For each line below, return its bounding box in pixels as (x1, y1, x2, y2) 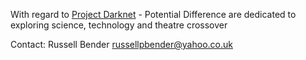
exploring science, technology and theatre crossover (10, 19, 228, 31)
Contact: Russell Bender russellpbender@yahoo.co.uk (10, 39, 233, 50)
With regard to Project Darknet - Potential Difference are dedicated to (10, 9, 297, 20)
